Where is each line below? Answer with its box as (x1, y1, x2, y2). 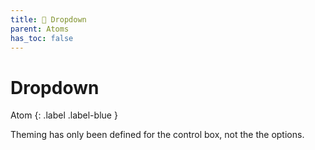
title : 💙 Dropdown (10, 14, 87, 25)
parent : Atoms (10, 24, 70, 34)
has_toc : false (10, 33, 74, 43)
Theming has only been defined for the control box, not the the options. (10, 129, 305, 141)
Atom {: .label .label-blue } (10, 109, 118, 121)
